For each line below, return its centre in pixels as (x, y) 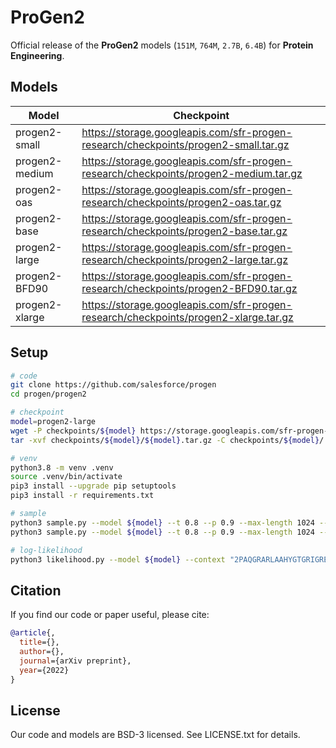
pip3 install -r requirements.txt (82, 496)
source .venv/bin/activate (66, 477)
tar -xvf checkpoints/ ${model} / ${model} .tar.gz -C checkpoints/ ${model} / (167, 440)
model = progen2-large (53, 422)
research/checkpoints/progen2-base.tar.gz (184, 231)
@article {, (33, 633)
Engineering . (37, 55)
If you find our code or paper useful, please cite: (110, 615)
